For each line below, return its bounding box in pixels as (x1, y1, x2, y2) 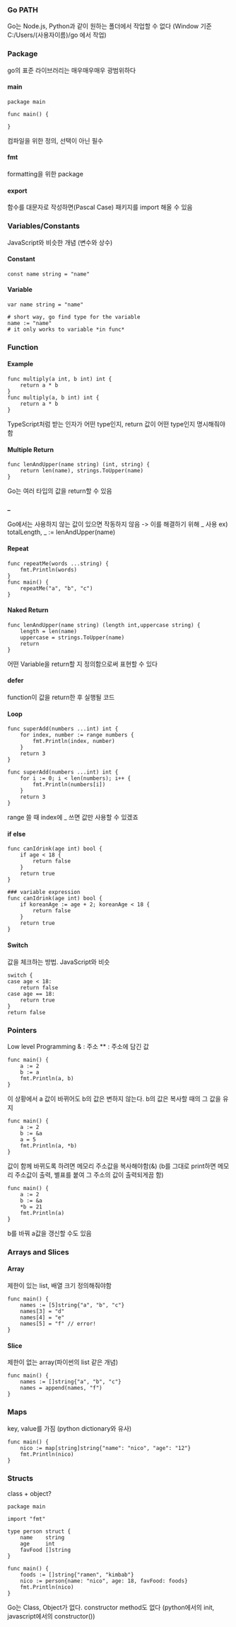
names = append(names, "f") (20, 1385, 102, 1392)
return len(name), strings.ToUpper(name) (20, 467, 143, 475)
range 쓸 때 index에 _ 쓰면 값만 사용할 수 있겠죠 (7, 813, 139, 822)
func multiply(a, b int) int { (7, 395, 100, 402)
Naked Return (7, 606, 49, 614)
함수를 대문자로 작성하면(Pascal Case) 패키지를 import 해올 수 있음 (7, 203, 193, 212)
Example (7, 360, 34, 368)
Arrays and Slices (7, 1247, 69, 1257)
